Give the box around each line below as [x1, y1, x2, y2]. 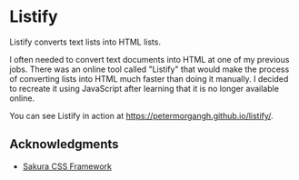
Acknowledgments [9, 136, 120, 152]
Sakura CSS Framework [22, 161, 112, 172]
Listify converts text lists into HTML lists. [9, 36, 162, 47]
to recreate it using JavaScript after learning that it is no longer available [9, 83, 280, 94]
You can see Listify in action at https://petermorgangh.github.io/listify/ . [9, 110, 274, 121]
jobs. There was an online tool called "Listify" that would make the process [9, 64, 290, 75]
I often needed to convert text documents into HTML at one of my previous [9, 54, 290, 65]
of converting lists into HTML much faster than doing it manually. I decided [9, 73, 289, 84]
